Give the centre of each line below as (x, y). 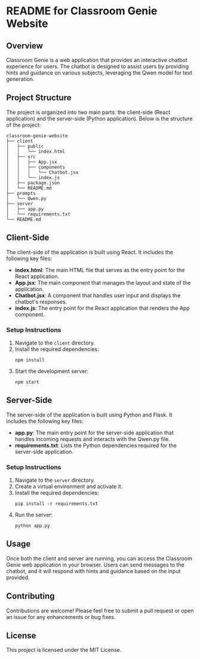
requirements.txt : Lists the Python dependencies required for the (96, 445)
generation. (20, 79)
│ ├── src (21, 156)
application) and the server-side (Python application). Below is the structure (99, 118)
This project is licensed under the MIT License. (64, 650)
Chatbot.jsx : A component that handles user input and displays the (98, 295)
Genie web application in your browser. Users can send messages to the (95, 565)
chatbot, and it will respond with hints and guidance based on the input (93, 571)
